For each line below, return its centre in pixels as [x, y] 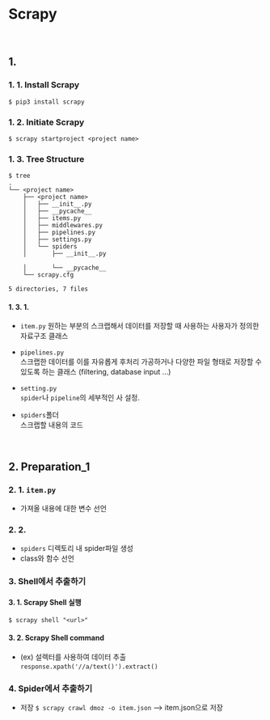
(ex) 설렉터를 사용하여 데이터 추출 [73, 657]
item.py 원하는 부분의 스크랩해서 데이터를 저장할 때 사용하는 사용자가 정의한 [139, 326]
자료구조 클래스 [44, 336]
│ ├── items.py [52, 218]
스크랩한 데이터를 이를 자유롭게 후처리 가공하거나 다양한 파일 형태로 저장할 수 [141, 362]
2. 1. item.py [32, 489]
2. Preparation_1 [49, 466]
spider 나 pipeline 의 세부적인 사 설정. [80, 398]
